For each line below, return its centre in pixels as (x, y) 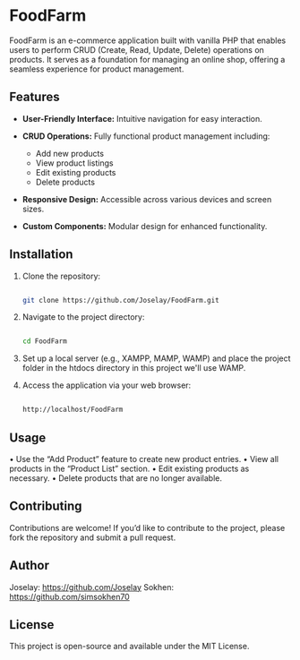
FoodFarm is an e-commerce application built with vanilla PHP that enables (148, 40)
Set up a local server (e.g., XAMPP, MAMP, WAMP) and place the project (156, 358)
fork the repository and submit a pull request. (93, 537)
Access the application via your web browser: (107, 385)
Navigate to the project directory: (83, 317)
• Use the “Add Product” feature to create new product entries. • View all (144, 459)
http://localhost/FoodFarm (73, 410)
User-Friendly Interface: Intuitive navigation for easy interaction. (142, 118)
